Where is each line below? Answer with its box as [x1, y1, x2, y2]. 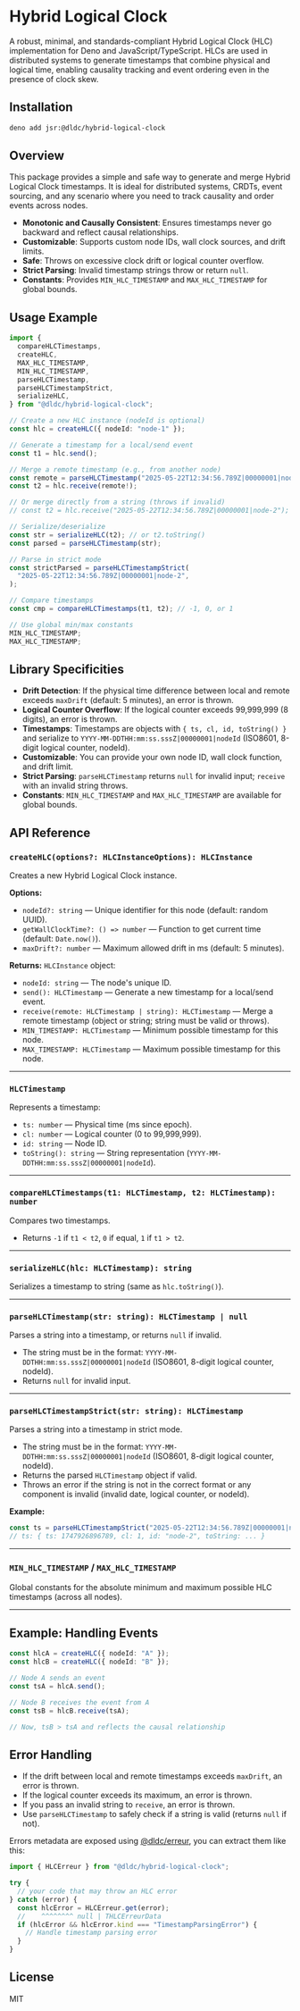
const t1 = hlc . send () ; [9, 448, 98, 457]
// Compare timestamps [9, 596, 94, 605]
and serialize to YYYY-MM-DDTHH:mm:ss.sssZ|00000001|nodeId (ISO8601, [21, 733, 279, 743]
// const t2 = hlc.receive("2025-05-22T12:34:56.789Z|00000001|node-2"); [9, 507, 290, 515]
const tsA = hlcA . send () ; [9, 1681, 105, 1690]
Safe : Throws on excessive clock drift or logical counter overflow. [21, 256, 264, 266]
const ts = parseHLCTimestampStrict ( [9, 1523, 150, 1533]
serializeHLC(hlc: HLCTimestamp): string [9, 1262, 192, 1273]
